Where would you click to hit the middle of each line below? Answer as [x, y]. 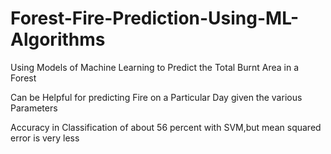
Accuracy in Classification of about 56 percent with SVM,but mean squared [166, 127]
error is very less [45, 138]
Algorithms [58, 39]
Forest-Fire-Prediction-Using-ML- [155, 18]
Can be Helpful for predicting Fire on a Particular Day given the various [156, 97]
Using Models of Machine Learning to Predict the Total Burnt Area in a [155, 67]
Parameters [34, 108]
